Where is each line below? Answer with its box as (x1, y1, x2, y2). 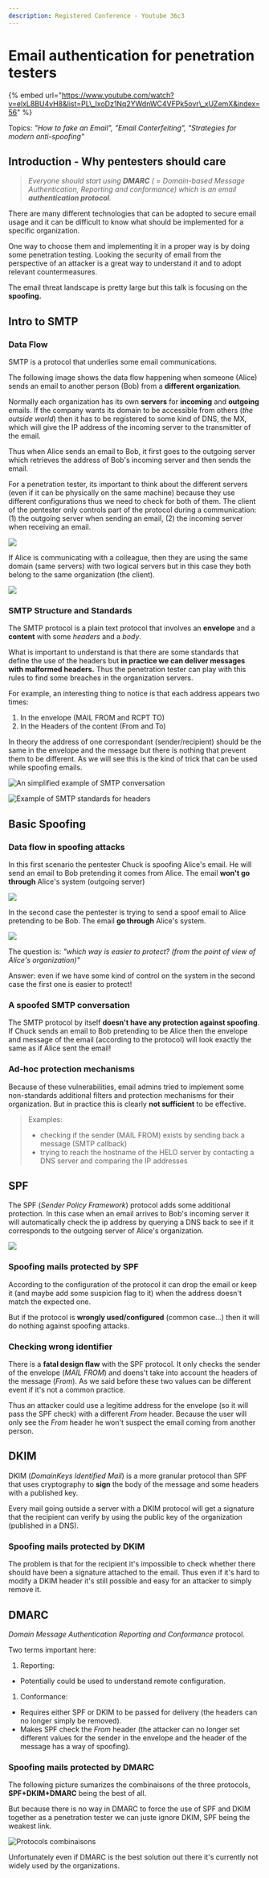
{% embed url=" (8, 90, 63, 100)
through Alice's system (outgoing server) (8, 877, 145, 886)
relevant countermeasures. (8, 267, 98, 277)
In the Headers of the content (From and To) (19, 721, 166, 731)
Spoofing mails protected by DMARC (8, 1761, 155, 1773)
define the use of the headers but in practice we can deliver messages (8, 656, 246, 666)
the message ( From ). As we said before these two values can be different (8, 1377, 251, 1386)
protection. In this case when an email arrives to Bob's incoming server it (8, 1209, 250, 1219)
